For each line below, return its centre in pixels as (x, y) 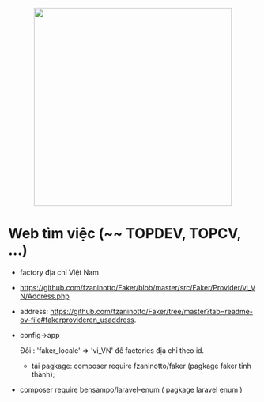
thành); (43, 374)
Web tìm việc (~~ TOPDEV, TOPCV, (125, 234)
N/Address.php (44, 296)
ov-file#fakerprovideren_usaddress (77, 320)
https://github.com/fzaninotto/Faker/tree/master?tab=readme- (151, 311)
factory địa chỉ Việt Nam (59, 272)
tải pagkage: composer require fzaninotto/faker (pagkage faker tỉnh (141, 366)
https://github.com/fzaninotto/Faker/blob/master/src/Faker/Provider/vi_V (138, 287)
